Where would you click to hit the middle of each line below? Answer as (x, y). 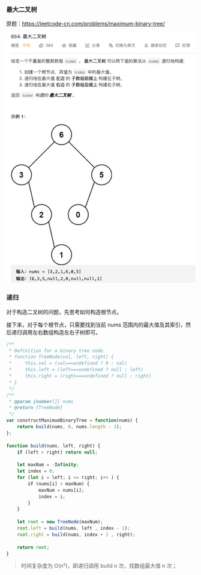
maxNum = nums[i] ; (61, 490)
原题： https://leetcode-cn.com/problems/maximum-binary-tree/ (85, 24)
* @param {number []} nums (41, 401)
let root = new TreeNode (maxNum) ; (60, 522)
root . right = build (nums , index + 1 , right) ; (76, 534)
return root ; (33, 547)
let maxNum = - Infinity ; (48, 465)
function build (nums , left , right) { (53, 446)
